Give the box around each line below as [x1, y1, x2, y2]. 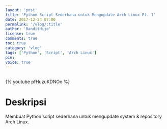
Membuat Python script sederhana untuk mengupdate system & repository [5, 113, 162, 120]
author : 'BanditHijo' [5, 27, 51, 32]
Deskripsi [5, 96, 47, 108]
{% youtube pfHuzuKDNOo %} [5, 79, 70, 85]
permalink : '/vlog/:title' [5, 21, 63, 27]
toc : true [5, 41, 26, 46]
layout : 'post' [5, 7, 38, 13]
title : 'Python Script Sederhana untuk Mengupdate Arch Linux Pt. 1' [5, 12, 156, 17]
